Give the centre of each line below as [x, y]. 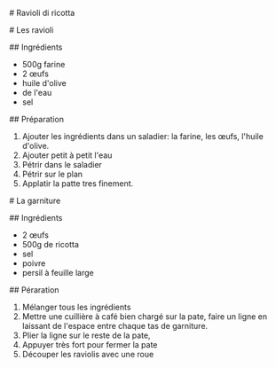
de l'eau [37, 93]
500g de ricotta [51, 244]
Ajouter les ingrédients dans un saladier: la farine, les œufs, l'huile [142, 136]
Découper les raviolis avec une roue [88, 354]
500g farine [43, 64]
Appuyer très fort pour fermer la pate [90, 345]
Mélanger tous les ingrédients [76, 307]
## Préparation [37, 119]
